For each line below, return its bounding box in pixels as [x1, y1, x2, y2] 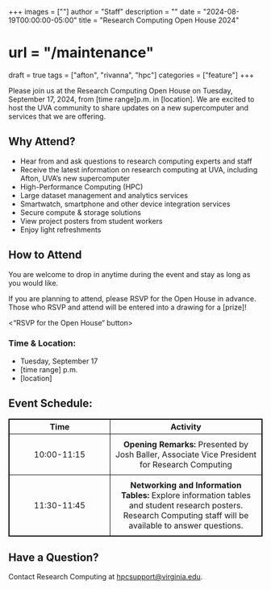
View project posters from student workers [19, 216, 163, 226]
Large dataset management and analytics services [19, 190, 188, 200]
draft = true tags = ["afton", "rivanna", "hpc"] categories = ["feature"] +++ [8, 70, 254, 80]
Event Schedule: [8, 396, 93, 410]
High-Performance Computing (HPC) [19, 181, 144, 192]
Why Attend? [8, 135, 76, 148]
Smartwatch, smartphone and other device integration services [19, 199, 231, 209]
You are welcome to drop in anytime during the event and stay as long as [8, 269, 251, 279]
